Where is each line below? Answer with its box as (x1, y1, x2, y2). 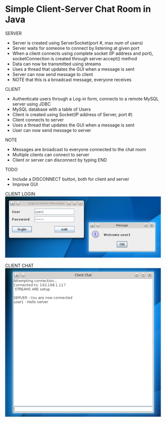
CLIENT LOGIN (5, 191, 36, 197)
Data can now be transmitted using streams (12, 61, 101, 67)
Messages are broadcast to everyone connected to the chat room (12, 146, 146, 152)
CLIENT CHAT (5, 263, 34, 269)
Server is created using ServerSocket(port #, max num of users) (12, 40, 143, 45)
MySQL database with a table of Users (12, 106, 91, 112)
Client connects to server (12, 117, 64, 123)
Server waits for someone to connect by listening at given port (12, 45, 140, 51)
